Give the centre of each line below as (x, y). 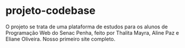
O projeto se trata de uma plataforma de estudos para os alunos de (87, 27)
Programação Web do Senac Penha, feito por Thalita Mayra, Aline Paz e (92, 32)
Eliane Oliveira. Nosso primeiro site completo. (60, 39)
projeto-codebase (51, 11)
